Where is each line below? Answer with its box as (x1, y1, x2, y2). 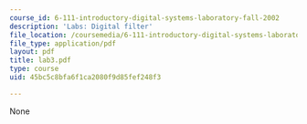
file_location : (9, 30, 68, 39)
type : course (9, 65, 59, 74)
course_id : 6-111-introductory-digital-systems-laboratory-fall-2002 (9, 13, 281, 23)
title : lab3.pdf (9, 56, 71, 65)
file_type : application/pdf (9, 38, 117, 48)
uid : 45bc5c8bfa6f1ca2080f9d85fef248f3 (9, 73, 162, 82)
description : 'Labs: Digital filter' (9, 22, 153, 31)
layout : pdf (9, 47, 55, 57)
